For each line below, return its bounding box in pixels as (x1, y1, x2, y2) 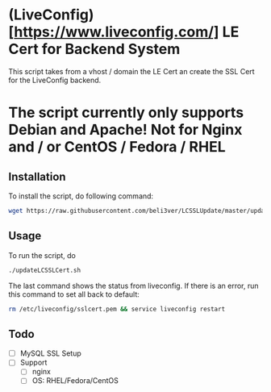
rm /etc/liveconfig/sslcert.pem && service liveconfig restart (8, 305, 226, 313)
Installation (8, 169, 66, 183)
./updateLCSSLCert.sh (8, 266, 81, 274)
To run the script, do (8, 250, 77, 260)
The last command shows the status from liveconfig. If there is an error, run (8, 281, 260, 290)
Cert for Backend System (8, 40, 181, 58)
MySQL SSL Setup (19, 348, 82, 358)
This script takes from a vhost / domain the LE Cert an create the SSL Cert (8, 66, 256, 76)
